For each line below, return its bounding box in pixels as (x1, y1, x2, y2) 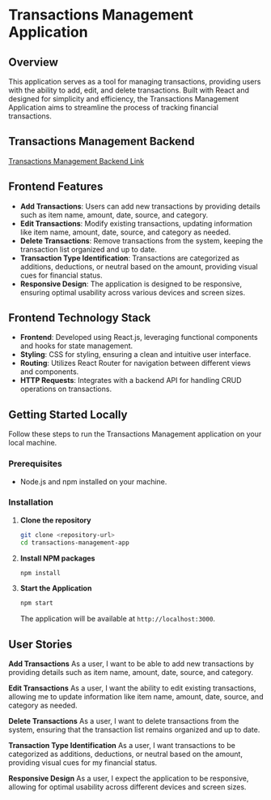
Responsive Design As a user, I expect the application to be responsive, (8, 773, 249, 784)
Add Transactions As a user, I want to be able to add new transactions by (8, 659, 255, 669)
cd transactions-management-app (19, 538, 129, 547)
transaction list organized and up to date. (19, 244, 158, 254)
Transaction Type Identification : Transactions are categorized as (19, 253, 240, 263)
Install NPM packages (19, 553, 95, 563)
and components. (19, 367, 79, 376)
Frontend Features (8, 180, 104, 194)
